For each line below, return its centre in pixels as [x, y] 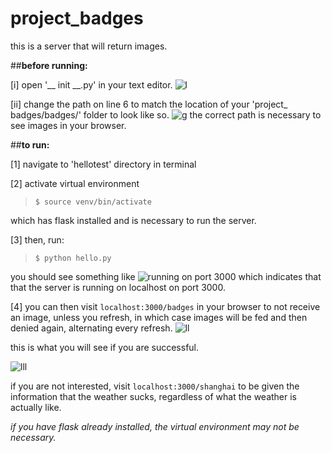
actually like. [36, 407]
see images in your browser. [68, 125]
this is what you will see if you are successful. [105, 347]
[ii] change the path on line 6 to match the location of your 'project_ [149, 104]
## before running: [49, 65]
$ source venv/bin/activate [93, 202]
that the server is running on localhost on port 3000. [118, 287]
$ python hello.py [73, 258]
